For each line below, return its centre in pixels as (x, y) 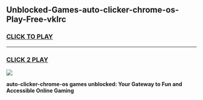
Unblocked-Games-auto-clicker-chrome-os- (93, 10)
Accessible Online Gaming (40, 90)
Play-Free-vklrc (36, 20)
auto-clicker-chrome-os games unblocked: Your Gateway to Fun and (94, 84)
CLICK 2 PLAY (27, 59)
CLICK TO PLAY (30, 37)
